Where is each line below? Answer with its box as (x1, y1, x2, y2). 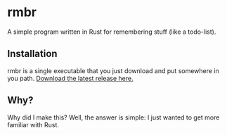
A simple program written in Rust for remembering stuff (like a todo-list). (7, 27, 216, 36)
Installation (7, 48, 58, 60)
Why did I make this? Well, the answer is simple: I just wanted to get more (7, 113, 220, 122)
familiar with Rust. (7, 120, 60, 129)
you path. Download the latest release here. (7, 74, 134, 82)
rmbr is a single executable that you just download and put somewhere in (7, 66, 219, 75)
